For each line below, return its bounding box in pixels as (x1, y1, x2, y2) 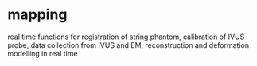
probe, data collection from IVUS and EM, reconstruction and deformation (7, 40, 250, 49)
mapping (7, 6, 68, 24)
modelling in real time (7, 49, 78, 58)
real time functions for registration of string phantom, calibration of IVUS (7, 32, 245, 41)
